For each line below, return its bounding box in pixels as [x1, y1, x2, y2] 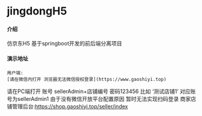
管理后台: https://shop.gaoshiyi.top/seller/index [11, 103, 128, 110]
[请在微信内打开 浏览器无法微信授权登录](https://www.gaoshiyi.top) [7, 76, 167, 82]
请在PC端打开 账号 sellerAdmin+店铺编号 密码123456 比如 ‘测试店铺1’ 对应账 [7, 88, 196, 95]
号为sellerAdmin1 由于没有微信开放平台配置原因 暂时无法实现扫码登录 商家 [7, 95, 191, 102]
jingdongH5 [7, 4, 67, 18]
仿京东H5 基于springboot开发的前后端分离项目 [7, 40, 123, 47]
